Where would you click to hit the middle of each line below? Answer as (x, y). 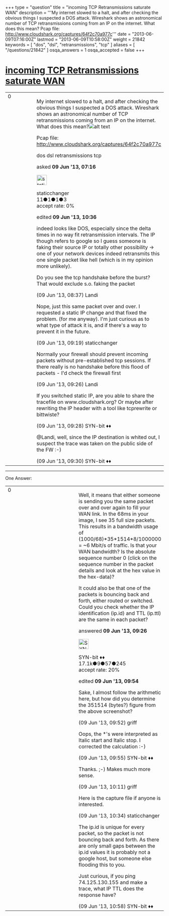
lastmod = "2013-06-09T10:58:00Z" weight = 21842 (91, 39)
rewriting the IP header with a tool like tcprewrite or (97, 408)
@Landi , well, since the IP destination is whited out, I (98, 437)
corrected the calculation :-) (112, 746)
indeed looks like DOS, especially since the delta (94, 228)
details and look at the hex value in (119, 570)
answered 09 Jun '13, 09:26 (113, 631)
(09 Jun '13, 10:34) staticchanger (119, 815)
